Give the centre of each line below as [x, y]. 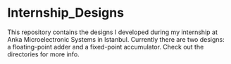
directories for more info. [43, 54]
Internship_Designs [66, 13]
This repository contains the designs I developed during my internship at [113, 32]
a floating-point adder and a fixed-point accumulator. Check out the [106, 47]
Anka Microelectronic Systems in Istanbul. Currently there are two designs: [116, 39]
